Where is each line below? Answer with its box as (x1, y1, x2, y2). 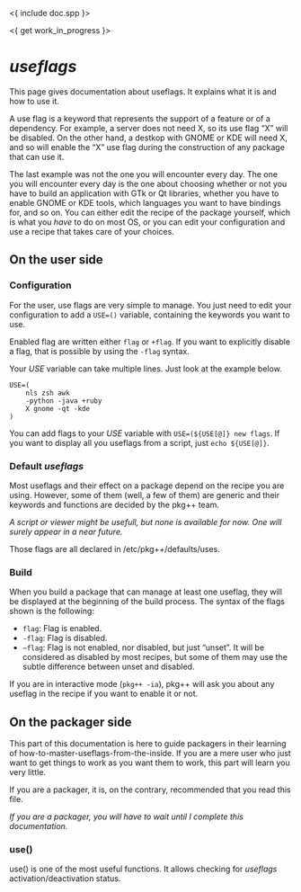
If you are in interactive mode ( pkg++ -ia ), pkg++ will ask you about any (9, 679, 275, 690)
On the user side (9, 252, 103, 268)
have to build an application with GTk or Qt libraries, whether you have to (9, 188, 279, 199)
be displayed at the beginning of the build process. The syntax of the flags (9, 596, 286, 607)
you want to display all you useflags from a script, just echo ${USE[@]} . (9, 437, 270, 448)
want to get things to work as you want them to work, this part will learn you (9, 757, 290, 768)
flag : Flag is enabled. (22, 623, 102, 634)
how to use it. (9, 95, 60, 106)
